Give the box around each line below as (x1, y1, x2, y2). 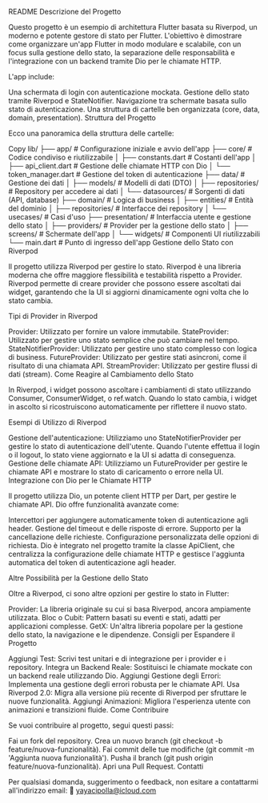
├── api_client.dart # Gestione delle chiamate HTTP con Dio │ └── (8, 161, 230, 171)
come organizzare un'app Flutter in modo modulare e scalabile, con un (8, 39, 242, 49)
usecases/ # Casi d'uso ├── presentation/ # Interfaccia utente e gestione (8, 212, 252, 221)
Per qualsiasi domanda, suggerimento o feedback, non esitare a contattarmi (8, 777, 258, 786)
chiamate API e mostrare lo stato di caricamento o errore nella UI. (8, 467, 224, 476)
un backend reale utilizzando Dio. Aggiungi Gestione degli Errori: (8, 671, 222, 680)
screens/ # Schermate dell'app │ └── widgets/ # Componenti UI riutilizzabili (8, 229, 261, 239)
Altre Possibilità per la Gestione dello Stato (8, 573, 149, 583)
